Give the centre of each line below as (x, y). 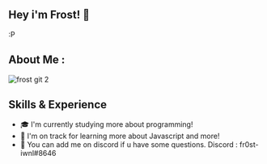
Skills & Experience (58, 105)
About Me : (37, 60)
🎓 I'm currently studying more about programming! (106, 124)
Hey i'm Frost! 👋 (49, 15)
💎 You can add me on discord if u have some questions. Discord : (129, 145)
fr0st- (249, 145)
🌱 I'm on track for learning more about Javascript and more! (120, 136)
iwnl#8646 (38, 153)
